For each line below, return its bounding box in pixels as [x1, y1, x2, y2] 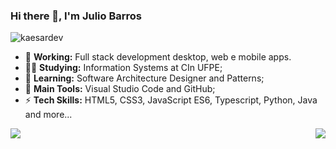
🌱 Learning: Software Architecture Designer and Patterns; [24, 72, 265, 84]
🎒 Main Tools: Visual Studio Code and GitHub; [24, 83, 216, 95]
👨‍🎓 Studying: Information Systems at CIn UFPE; [24, 62, 223, 74]
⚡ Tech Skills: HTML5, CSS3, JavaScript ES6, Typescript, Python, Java [24, 94, 318, 106]
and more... [24, 109, 73, 121]
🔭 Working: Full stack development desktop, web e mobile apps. [24, 51, 292, 63]
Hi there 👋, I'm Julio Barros [10, 9, 142, 23]
